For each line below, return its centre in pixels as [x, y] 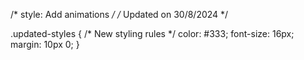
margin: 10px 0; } [45, 44]
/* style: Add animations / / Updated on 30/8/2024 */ [119, 14]
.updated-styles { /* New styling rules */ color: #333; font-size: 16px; [152, 33]
